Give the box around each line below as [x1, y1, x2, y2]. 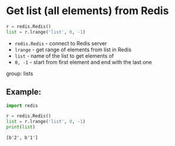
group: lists [6, 69, 34, 77]
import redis [6, 102, 38, 108]
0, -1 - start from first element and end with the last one [14, 58, 152, 65]
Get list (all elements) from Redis [6, 4, 169, 18]
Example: [6, 87, 41, 97]
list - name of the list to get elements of [14, 52, 114, 59]
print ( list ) [6, 124, 35, 130]
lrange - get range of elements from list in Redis [14, 46, 131, 53]
